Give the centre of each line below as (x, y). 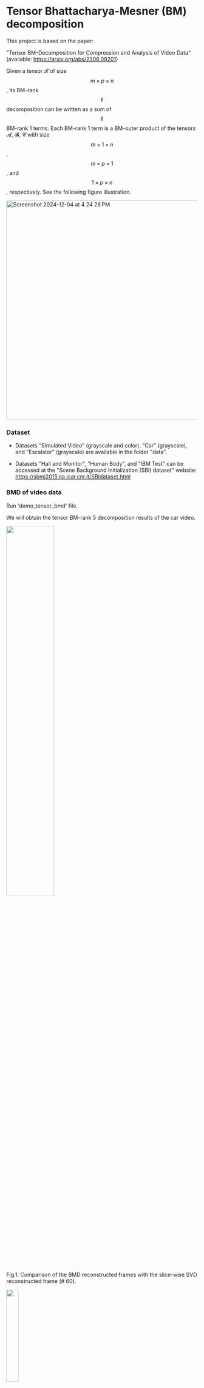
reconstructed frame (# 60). (41, 1281)
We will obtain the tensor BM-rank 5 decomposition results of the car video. (101, 517)
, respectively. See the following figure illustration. (69, 192)
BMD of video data (34, 492)
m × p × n (102, 81)
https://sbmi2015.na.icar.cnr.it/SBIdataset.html (73, 477)
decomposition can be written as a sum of (59, 109)
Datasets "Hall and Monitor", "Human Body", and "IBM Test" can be (99, 464)
